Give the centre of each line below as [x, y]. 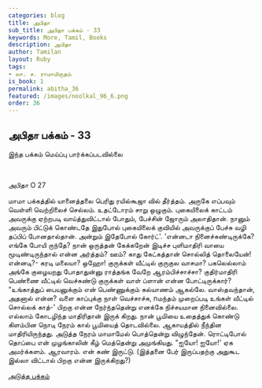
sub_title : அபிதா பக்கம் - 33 [54, 30]
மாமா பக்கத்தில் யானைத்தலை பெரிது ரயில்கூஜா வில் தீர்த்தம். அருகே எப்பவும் [122, 201]
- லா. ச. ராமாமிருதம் [40, 74]
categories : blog [37, 15]
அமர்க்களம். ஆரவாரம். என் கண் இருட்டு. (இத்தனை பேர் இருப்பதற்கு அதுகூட [124, 351]
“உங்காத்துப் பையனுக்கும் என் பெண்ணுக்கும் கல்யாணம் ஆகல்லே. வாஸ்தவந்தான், [132, 289]
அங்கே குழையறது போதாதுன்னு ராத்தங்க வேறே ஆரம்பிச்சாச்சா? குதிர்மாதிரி [123, 272]
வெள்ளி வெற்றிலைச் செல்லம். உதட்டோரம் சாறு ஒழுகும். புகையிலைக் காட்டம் [120, 209]
